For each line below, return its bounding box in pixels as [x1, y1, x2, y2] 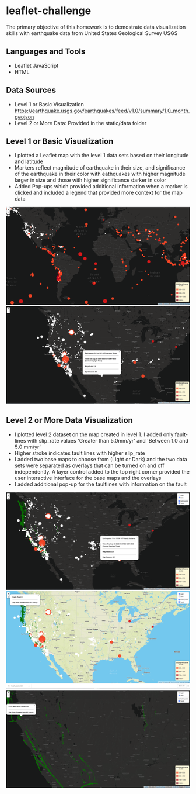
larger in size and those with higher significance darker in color [14, 177, 166, 184]
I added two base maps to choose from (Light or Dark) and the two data [14, 455, 188, 462]
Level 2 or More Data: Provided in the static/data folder [14, 119, 147, 126]
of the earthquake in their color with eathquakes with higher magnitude [14, 171, 185, 178]
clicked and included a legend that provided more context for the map [14, 189, 183, 196]
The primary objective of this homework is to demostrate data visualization [6, 23, 186, 30]
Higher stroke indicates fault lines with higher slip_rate [14, 449, 145, 457]
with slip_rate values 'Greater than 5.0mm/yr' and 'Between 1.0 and [27, 437, 188, 444]
